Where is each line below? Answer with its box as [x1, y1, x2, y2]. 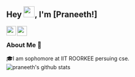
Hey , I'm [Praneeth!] [6, 10, 97, 20]
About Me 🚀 [6, 41, 42, 49]
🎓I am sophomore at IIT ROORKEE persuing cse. [6, 55, 130, 62]
